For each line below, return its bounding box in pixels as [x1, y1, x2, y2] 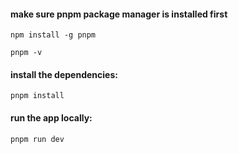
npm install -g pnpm [10, 30, 97, 40]
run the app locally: [10, 112, 93, 124]
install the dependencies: [10, 68, 118, 80]
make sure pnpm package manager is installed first [10, 8, 228, 20]
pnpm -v [10, 48, 43, 58]
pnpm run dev [10, 134, 65, 144]
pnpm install [10, 91, 65, 101]
